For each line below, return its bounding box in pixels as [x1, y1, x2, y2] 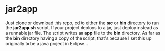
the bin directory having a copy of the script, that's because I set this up [5, 35, 152, 41]
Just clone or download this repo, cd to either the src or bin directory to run [5, 20, 159, 25]
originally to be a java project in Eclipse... [5, 40, 88, 46]
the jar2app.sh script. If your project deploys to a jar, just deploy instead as [5, 25, 158, 30]
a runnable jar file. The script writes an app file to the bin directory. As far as [5, 30, 161, 36]
